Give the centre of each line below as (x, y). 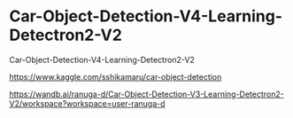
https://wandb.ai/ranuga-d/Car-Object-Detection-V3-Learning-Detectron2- (147, 94)
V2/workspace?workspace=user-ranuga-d (87, 103)
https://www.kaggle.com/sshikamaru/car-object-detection (116, 76)
